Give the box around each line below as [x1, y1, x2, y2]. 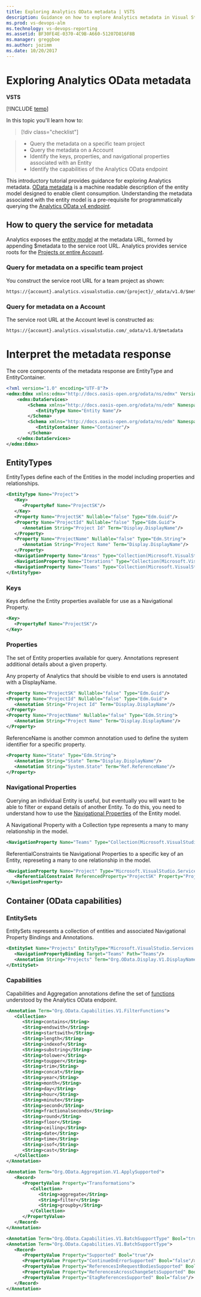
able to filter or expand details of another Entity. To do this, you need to [6, 803, 182, 810]
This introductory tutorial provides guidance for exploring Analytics [6, 177, 172, 184]
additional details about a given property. [6, 660, 108, 668]
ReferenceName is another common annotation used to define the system [6, 734, 188, 741]
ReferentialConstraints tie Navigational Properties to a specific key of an [6, 850, 184, 857]
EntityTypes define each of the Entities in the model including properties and [6, 473, 195, 481]
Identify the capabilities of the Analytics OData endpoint [29, 165, 168, 173]
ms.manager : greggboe [6, 37, 60, 43]
